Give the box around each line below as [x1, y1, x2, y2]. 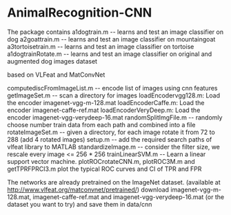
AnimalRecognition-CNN [7, 5, 152, 21]
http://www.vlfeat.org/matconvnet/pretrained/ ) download [7, 185, 170, 194]
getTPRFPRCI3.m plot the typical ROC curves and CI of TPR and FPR [7, 165, 202, 173]
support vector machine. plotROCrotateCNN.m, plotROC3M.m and [7, 157, 195, 165]
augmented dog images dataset [7, 57, 98, 65]
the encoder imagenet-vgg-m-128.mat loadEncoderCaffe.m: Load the [7, 98, 205, 106]
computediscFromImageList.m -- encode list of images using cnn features [7, 84, 218, 92]
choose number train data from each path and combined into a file [7, 120, 196, 129]
